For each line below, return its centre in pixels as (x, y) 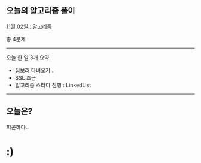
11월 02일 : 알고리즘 (29, 26)
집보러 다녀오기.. (34, 70)
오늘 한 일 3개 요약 (28, 57)
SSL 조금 (25, 77)
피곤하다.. (17, 127)
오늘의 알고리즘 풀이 (41, 11)
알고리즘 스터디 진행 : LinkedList (53, 85)
